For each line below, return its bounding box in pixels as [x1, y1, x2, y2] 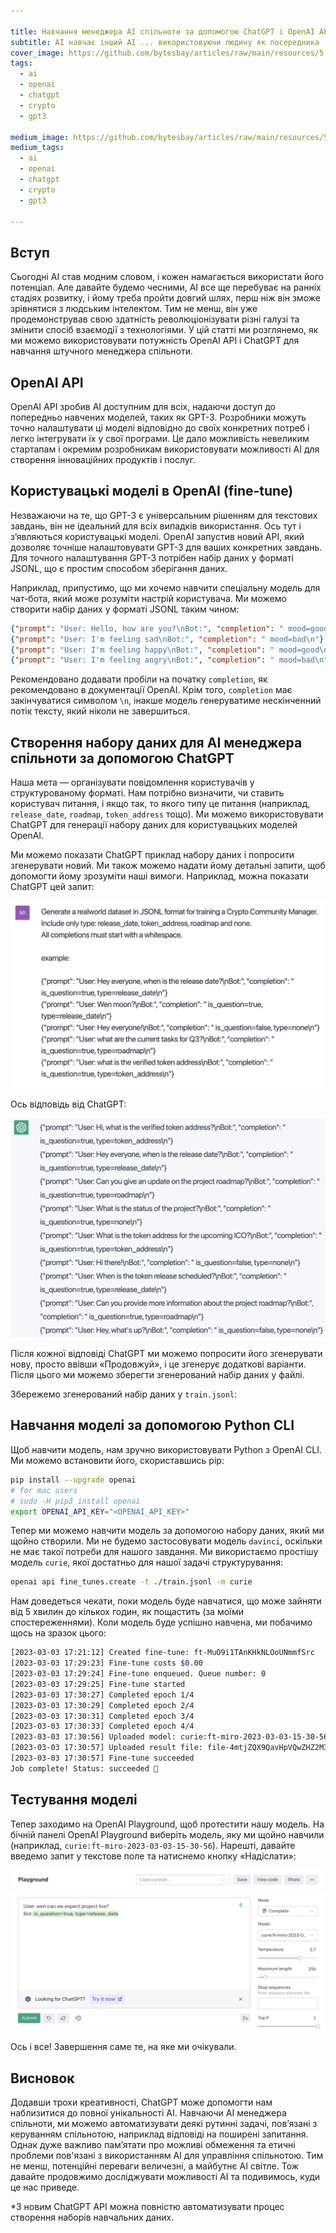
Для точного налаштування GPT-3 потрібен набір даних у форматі [10, 551, 294, 564]
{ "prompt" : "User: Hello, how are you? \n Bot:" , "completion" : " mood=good [10, 623, 329, 634]
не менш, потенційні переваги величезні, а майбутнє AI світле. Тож [10, 2160, 300, 2172]
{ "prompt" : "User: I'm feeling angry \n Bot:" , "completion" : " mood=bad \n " [10, 655, 329, 665]
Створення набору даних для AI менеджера [10, 734, 303, 751]
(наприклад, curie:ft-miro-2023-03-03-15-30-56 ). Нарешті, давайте [10, 1839, 296, 1851]
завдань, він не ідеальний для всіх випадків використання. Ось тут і [10, 520, 302, 532]
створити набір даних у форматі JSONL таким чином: [10, 603, 240, 615]
